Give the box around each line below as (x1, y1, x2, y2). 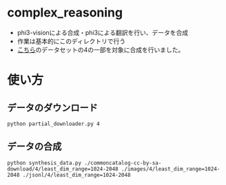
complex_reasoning (7, 5, 123, 21)
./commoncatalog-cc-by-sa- (83, 160, 162, 166)
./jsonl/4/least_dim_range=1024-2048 (22, 171, 131, 178)
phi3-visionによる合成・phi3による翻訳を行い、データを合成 (17, 28, 188, 36)
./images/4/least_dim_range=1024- (121, 165, 220, 173)
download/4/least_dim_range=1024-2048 (7, 165, 119, 173)
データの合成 (7, 141, 62, 153)
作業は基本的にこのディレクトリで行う (17, 36, 126, 45)
